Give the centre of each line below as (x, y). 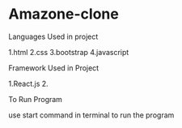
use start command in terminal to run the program (91, 115)
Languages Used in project (53, 36)
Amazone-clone (63, 14)
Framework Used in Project (54, 68)
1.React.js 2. (28, 83)
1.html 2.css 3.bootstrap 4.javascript (69, 52)
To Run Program (36, 99)
